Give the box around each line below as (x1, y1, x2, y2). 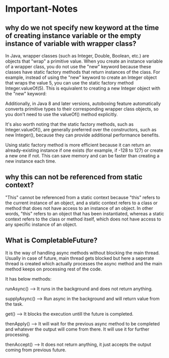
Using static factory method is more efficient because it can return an (5, 142, 151, 148)
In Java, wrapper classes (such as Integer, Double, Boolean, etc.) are (5, 53, 150, 59)
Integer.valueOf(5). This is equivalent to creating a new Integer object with (5, 85, 161, 91)
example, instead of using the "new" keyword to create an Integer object (5, 74, 157, 80)
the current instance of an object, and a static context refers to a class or (5, 200, 158, 206)
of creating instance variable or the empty (5, 31, 141, 40)
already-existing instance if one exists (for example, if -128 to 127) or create (5, 147, 163, 153)
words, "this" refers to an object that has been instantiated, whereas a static (5, 210, 164, 216)
